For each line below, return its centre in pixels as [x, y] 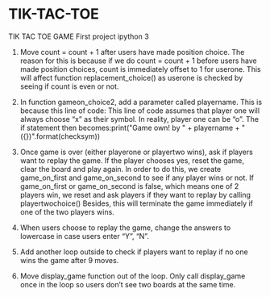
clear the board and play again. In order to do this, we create [120, 169]
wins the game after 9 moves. [69, 260]
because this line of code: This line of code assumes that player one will [140, 111]
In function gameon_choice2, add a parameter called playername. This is [141, 102]
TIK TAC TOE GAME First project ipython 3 [79, 36]
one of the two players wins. [67, 211]
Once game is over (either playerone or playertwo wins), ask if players [137, 152]
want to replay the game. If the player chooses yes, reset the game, [132, 160]
